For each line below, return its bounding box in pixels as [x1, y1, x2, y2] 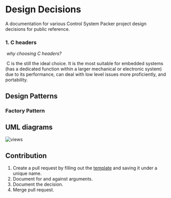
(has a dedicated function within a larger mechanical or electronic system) [5, 66, 162, 72]
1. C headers [5, 38, 37, 46]
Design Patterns [5, 91, 58, 101]
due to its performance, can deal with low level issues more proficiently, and [5, 71, 166, 77]
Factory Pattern [5, 107, 45, 114]
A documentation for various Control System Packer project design [5, 21, 147, 27]
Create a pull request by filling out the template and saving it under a [12, 165, 158, 171]
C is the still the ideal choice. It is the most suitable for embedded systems [6, 61, 164, 67]
